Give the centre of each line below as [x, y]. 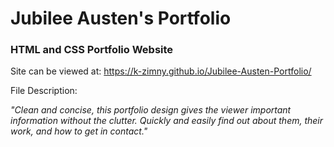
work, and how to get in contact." [79, 131]
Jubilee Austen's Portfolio [121, 18]
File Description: [44, 91]
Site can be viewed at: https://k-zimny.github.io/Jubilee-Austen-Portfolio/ [161, 71]
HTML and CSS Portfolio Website [92, 50]
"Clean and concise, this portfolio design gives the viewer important [151, 110]
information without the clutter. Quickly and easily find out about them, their [167, 121]
